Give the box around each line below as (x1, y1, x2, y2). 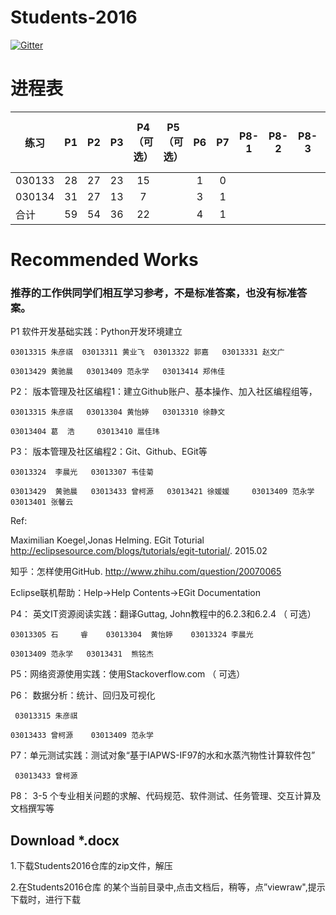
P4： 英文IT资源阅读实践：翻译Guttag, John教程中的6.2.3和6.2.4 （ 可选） (10, 608, 317, 620)
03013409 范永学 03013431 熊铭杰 (10, 649, 154, 660)
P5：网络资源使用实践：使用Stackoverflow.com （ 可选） (10, 668, 246, 680)
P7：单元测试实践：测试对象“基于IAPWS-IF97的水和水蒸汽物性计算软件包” (10, 749, 316, 761)
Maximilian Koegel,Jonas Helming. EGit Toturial (10, 534, 205, 546)
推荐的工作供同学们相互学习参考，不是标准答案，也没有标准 (10, 286, 298, 300)
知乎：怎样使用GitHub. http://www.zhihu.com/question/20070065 (10, 566, 282, 578)
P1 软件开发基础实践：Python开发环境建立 (10, 326, 183, 338)
